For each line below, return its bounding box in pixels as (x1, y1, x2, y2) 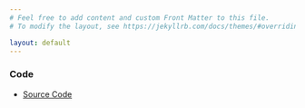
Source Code (22, 88, 73, 100)
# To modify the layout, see (9, 22, 120, 31)
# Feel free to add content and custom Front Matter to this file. (9, 13, 271, 23)
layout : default (9, 38, 71, 47)
